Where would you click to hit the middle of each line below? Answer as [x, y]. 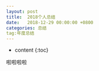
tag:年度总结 [20, 33]
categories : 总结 [27, 28]
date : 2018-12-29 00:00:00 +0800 [50, 22]
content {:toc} [32, 50]
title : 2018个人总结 [31, 17]
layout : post [22, 11]
